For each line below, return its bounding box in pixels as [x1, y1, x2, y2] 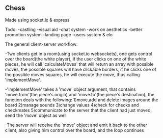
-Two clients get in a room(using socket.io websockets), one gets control [5, 51, 152, 56]
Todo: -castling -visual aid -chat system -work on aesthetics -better [5, 27, 143, 32]
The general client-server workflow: [5, 41, 78, 47]
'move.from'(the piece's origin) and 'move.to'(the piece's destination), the [5, 91, 155, 97]
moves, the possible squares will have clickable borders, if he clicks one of [5, 66, 157, 72]
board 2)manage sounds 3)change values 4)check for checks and [5, 102, 139, 108]
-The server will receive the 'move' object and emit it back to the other [5, 122, 147, 128]
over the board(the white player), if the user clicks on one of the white [5, 56, 146, 62]
